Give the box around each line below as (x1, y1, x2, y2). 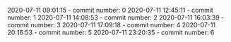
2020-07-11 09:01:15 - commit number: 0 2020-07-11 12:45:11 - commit (7, 6, 213, 14)
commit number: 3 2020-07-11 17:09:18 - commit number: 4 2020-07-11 (7, 21, 216, 29)
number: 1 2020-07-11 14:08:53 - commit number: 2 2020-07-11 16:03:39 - (7, 13, 225, 22)
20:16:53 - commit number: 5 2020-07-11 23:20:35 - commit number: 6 (7, 28, 215, 36)
